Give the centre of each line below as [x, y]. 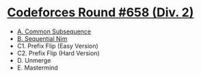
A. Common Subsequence [54, 31]
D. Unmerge [34, 60]
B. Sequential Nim [42, 38]
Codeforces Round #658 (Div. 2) [100, 13]
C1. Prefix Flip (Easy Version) [58, 46]
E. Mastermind [37, 67]
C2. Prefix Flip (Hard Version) [58, 53]
